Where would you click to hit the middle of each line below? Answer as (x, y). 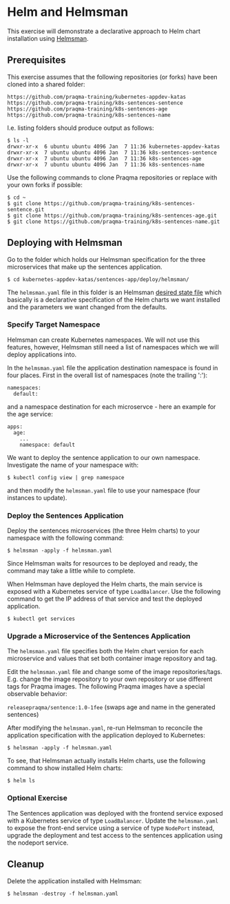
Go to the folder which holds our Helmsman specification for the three (106, 259)
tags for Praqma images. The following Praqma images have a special (106, 686)
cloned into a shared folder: (46, 84)
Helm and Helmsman (68, 12)
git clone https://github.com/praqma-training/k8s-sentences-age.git (115, 215)
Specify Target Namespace (54, 325)
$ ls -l (18, 140)
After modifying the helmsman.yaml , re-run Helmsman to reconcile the (105, 728)
